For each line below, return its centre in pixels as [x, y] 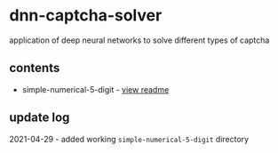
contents [35, 68]
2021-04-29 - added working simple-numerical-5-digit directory [129, 139]
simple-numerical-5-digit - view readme [95, 89]
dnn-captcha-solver [86, 16]
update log [40, 118]
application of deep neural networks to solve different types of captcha [139, 40]
